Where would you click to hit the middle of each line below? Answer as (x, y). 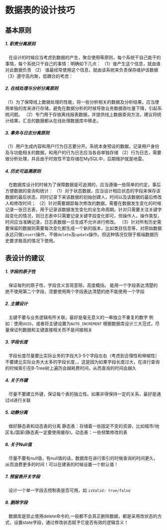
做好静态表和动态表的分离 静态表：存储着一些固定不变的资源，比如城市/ (82, 426)
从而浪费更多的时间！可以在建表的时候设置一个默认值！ (62, 464)
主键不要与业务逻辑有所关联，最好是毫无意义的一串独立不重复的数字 (78, 317)
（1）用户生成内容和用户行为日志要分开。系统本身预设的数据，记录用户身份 (82, 146)
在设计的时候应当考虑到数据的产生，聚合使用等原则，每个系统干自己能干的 (84, 57)
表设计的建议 (25, 258)
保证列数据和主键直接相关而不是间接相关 (51, 330)
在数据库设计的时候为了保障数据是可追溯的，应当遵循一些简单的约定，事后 (84, 184)
